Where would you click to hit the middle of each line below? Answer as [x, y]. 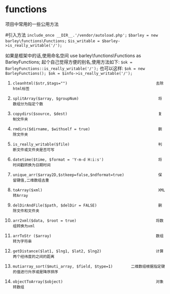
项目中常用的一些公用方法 [32, 24]
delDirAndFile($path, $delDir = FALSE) [55, 205]
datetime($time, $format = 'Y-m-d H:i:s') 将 [87, 159]
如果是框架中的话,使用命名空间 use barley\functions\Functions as [73, 55]
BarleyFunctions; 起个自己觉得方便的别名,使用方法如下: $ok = [69, 62]
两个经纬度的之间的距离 [33, 256]
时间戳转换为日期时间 [31, 165]
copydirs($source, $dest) [40, 114]
